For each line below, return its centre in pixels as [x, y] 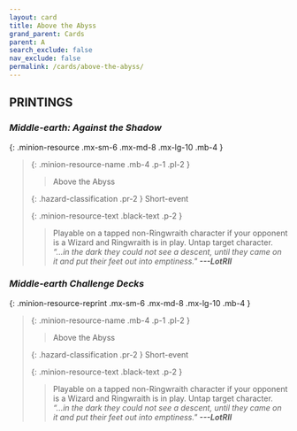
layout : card [33, 17]
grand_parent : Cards [47, 34]
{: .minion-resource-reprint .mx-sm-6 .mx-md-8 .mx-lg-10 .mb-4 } [130, 303]
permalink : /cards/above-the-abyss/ [76, 67]
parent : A [27, 42]
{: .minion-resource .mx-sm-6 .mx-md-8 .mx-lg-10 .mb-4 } [116, 147]
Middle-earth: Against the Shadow [85, 127]
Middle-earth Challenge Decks [77, 284]
